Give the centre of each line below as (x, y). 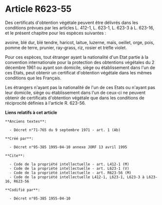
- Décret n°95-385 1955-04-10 (40, 198)
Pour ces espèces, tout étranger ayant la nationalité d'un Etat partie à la (77, 57)
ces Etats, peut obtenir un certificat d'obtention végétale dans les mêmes (79, 72)
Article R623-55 (38, 9)
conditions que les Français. (33, 78)
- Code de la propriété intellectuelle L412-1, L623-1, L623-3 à (77, 177)
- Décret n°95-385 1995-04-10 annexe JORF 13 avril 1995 (68, 147)
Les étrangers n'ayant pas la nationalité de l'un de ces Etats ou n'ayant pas (80, 87)
